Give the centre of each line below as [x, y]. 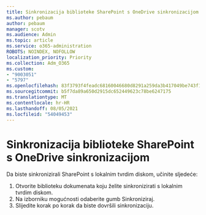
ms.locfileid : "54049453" [39, 114]
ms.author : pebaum [30, 18]
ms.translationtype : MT [37, 97]
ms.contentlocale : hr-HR [38, 103]
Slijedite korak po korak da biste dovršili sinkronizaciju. [84, 206]
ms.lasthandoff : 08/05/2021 [42, 108]
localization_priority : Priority [49, 57]
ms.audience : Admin [31, 35]
